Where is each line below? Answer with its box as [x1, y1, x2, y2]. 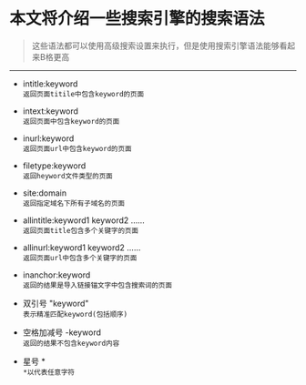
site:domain [22, 187, 66, 198]
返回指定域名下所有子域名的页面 [22, 198, 126, 208]
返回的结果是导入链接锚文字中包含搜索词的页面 [22, 280, 173, 289]
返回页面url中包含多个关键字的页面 [22, 253, 138, 262]
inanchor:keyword [22, 269, 91, 280]
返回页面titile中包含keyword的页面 [22, 89, 144, 98]
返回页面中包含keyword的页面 [22, 117, 120, 126]
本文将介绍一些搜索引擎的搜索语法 [9, 8, 266, 29]
